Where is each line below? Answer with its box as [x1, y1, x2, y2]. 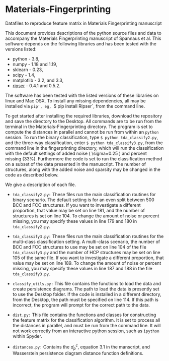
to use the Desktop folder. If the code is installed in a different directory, [12, 291, 161, 297]
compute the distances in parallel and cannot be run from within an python [5, 129, 159, 135]
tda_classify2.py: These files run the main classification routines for [12, 191, 156, 197]
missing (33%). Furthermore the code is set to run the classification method [5, 155, 162, 162]
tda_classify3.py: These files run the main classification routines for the [12, 233, 164, 239]
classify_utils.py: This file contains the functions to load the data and [12, 280, 161, 286]
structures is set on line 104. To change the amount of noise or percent [12, 213, 159, 219]
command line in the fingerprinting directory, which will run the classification [5, 145, 164, 151]
